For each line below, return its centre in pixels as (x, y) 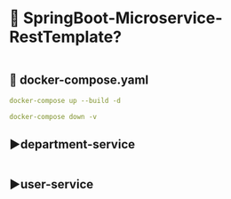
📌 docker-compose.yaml (79, 80)
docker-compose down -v (53, 116)
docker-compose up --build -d (65, 100)
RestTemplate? (66, 37)
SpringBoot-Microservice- (123, 18)
